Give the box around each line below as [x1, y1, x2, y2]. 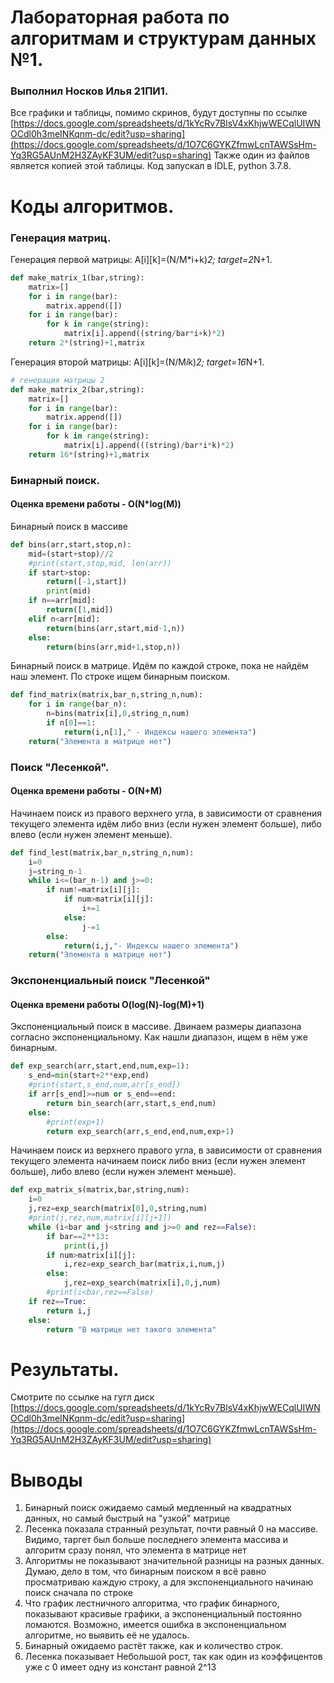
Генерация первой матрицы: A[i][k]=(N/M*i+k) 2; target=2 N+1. [10, 253, 273, 265]
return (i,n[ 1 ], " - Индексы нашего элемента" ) [63, 727, 257, 737]
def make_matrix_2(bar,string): [10, 384, 145, 395]
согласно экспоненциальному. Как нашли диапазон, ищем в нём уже [10, 1031, 308, 1043]
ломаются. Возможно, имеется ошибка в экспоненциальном [24, 1619, 287, 1631]
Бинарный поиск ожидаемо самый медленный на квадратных [24, 1502, 292, 1514]
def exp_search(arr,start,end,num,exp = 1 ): [10, 1061, 190, 1071]
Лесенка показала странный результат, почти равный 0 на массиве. [24, 1523, 319, 1535]
